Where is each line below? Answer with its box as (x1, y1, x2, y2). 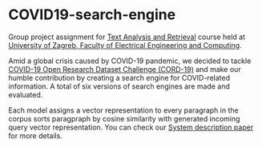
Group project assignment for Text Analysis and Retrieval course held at (8, 32, 246, 42)
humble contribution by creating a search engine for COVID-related (8, 73, 231, 82)
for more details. (8, 130, 62, 141)
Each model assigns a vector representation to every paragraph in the (8, 105, 239, 115)
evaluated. (8, 89, 43, 99)
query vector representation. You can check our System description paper (8, 122, 254, 132)
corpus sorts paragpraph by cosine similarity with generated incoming (8, 113, 240, 123)
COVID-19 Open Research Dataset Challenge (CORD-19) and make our (8, 64, 242, 73)
